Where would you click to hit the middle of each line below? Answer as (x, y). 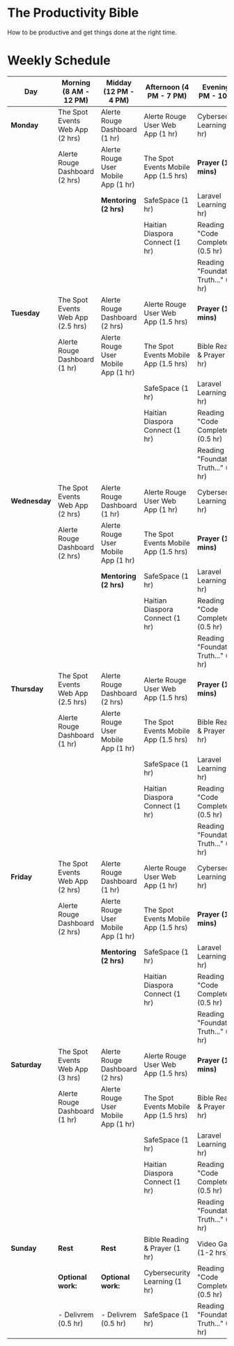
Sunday (24, 1248)
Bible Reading (166, 1239)
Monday (25, 125)
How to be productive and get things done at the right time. (92, 32)
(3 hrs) (69, 1077)
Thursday (27, 689)
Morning (76, 83)
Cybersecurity (167, 1273)
